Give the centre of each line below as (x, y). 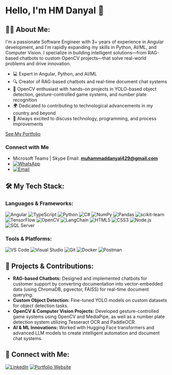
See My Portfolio (23, 134)
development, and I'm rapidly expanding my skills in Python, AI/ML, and (81, 47)
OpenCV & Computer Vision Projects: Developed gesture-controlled (86, 311)
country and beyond (34, 113)
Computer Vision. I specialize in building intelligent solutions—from (76, 53)
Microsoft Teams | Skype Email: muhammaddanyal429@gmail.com (85, 158)
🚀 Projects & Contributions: (50, 266)
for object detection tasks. (41, 306)
